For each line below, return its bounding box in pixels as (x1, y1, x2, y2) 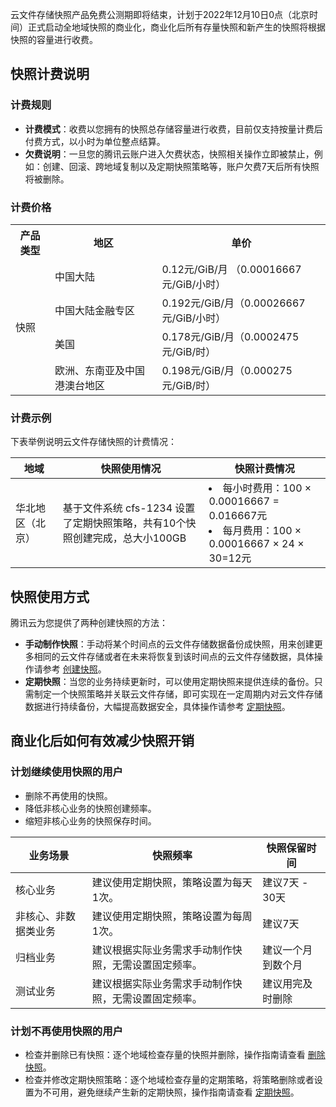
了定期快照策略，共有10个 (62, 516, 187, 530)
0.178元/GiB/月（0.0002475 (161, 329, 300, 343)
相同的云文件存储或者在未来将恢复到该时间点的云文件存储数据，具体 (33, 651, 315, 663)
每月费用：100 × (222, 524, 302, 538)
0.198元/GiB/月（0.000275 (161, 363, 293, 377)
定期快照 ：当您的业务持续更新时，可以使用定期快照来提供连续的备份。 (24, 676, 315, 688)
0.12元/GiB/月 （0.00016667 (161, 262, 302, 276)
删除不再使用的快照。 (24, 789, 113, 802)
